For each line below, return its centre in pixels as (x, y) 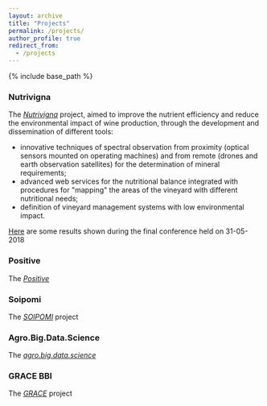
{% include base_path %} (51, 76)
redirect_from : (34, 46)
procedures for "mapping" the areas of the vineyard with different (129, 190)
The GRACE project (40, 394)
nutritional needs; (49, 199)
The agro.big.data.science (52, 355)
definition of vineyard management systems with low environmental (132, 207)
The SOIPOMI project (43, 317)
